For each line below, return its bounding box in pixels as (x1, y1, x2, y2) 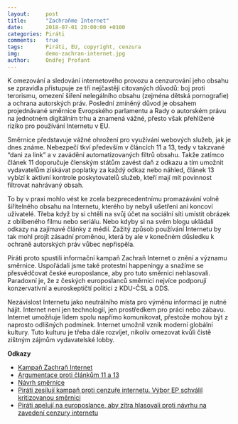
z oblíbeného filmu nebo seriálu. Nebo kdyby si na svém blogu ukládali (7, 217, 215, 226)
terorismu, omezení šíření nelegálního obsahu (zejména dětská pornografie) (7, 91, 229, 100)
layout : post (7, 10, 59, 18)
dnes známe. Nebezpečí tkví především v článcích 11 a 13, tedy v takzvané (7, 143, 225, 152)
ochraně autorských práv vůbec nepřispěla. (7, 240, 135, 248)
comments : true (7, 37, 59, 44)
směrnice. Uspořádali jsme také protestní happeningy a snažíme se (7, 261, 204, 270)
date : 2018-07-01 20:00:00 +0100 (7, 23, 126, 31)
